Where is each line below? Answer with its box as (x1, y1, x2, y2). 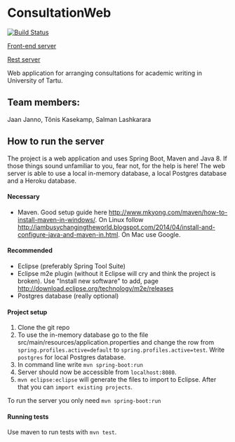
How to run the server (7, 135, 105, 148)
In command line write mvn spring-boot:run (17, 361, 144, 369)
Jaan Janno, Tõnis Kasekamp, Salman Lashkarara (7, 115, 152, 123)
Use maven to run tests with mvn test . (7, 428, 117, 436)
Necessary (7, 193, 40, 201)
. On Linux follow (95, 215, 144, 223)
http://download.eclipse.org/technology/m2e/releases (17, 284, 174, 292)
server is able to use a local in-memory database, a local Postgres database (7, 169, 227, 177)
